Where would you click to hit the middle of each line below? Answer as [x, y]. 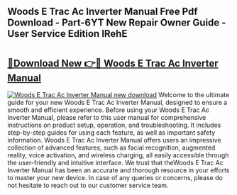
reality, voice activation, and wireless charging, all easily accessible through [118, 155]
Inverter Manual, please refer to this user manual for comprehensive [107, 117]
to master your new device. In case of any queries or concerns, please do [115, 178]
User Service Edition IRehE [67, 34]
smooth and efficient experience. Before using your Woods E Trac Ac [109, 110]
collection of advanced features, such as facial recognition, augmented [111, 147]
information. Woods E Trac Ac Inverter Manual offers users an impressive [114, 140]
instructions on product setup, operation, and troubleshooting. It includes [114, 125]
